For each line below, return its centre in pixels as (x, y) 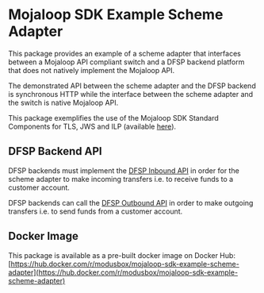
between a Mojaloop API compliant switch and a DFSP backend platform (126, 62)
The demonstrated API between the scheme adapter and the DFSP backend (132, 86)
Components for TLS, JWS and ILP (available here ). (92, 126)
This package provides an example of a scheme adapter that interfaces (125, 53)
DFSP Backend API (55, 151)
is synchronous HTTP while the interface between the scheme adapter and (131, 94)
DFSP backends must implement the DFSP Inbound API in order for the (124, 170)
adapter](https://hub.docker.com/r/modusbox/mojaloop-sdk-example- (123, 272)
